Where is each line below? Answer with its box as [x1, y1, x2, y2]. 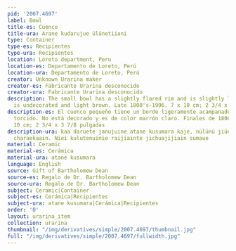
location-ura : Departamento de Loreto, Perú [7, 69, 140, 76]
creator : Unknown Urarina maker [7, 75, 102, 83]
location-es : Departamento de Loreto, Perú [7, 63, 137, 70]
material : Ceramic [7, 141, 61, 148]
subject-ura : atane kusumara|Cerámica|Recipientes [7, 200, 159, 207]
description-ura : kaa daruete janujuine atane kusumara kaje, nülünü [7, 128, 216, 135]
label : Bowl [7, 17, 42, 24]
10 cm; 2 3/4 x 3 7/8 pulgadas [13, 121, 105, 129]
